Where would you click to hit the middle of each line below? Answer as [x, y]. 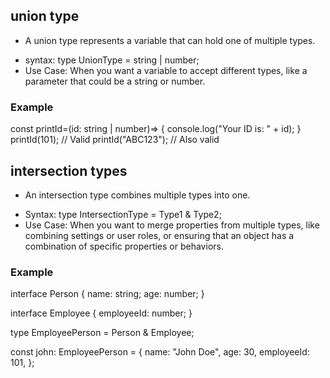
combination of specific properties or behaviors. [124, 246]
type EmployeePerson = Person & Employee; [102, 333]
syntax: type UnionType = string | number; [112, 60]
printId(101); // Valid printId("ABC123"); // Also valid [115, 140]
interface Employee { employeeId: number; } [101, 313]
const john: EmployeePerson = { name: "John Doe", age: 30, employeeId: [160, 352]
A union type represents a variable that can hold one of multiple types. [170, 40]
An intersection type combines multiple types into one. [137, 195]
